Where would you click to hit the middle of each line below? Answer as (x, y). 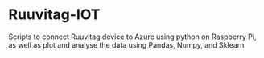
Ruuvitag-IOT (54, 15)
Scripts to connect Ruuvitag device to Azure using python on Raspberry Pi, (132, 37)
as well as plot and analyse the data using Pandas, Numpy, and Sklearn (126, 44)
